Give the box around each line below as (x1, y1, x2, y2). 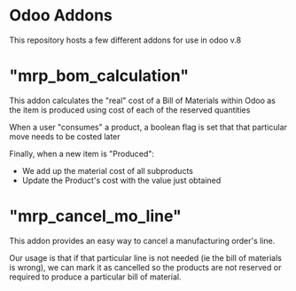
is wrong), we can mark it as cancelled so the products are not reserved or (9, 262, 282, 272)
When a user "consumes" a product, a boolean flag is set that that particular (9, 122, 288, 132)
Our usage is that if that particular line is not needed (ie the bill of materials (9, 252, 282, 263)
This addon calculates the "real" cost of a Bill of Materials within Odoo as (9, 95, 277, 106)
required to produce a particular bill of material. (9, 271, 182, 282)
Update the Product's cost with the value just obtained (21, 175, 222, 185)
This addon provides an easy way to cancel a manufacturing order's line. (9, 235, 276, 246)
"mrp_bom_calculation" (9, 66, 189, 86)
